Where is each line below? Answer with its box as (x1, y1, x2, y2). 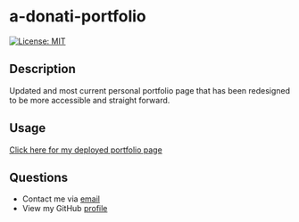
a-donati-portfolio (9, 6, 146, 27)
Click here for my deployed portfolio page (9, 144, 162, 155)
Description (9, 62, 76, 77)
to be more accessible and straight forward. (9, 95, 170, 105)
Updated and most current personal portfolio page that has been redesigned (9, 85, 291, 95)
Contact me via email (21, 193, 101, 204)
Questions (9, 169, 69, 185)
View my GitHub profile (21, 203, 108, 214)
